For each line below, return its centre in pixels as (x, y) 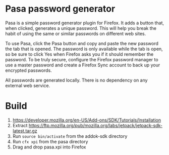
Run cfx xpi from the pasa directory (50, 141)
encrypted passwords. (29, 70)
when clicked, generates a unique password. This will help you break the (81, 28)
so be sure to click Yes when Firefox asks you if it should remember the (79, 54)
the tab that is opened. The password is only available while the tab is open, (84, 49)
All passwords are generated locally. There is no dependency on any (76, 80)
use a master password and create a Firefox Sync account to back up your (83, 65)
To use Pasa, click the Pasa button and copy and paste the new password (82, 43)
